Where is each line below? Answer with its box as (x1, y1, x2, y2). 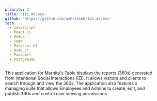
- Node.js (9, 48, 29, 52)
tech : (5, 20, 16, 26)
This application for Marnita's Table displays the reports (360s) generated (5, 70, 153, 76)
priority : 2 (5, 7, 29, 12)
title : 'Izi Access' (5, 12, 47, 17)
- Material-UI (9, 43, 38, 48)
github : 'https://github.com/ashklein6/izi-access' (5, 16, 111, 21)
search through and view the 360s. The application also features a (5, 81, 138, 86)
